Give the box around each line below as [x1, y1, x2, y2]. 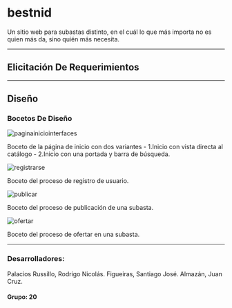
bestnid [7, 5, 52, 21]
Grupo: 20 [7, 293, 37, 301]
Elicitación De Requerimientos [7, 61, 139, 73]
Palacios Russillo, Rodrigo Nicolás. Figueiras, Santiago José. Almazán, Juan [7, 269, 222, 278]
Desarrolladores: [7, 254, 65, 264]
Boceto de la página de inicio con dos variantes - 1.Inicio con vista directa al [7, 143, 223, 151]
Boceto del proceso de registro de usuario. [7, 177, 129, 185]
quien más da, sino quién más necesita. [7, 35, 119, 43]
